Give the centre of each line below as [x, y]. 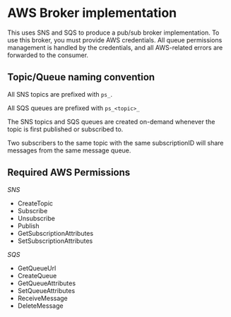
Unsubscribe [36, 218]
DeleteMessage [40, 306]
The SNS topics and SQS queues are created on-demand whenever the [111, 121]
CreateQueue [37, 275]
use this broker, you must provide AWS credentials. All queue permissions [115, 40]
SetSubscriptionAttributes [55, 241]
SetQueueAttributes [46, 290]
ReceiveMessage [43, 298]
